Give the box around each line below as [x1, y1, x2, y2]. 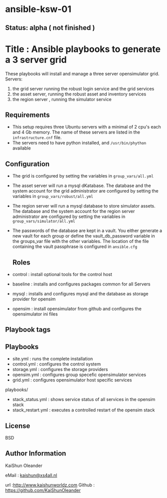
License [5, 421, 30, 430]
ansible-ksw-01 [5, 3, 71, 15]
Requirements [5, 110, 50, 119]
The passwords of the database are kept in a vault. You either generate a [12, 227, 163, 233]
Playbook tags [5, 325, 51, 334]
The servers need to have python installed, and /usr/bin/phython [12, 140, 147, 146]
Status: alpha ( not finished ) [5, 23, 95, 32]
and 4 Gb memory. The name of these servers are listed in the [12, 129, 141, 135]
